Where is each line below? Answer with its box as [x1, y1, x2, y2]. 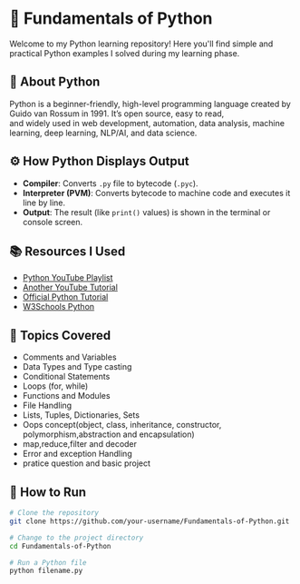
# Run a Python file [9, 558, 88, 567]
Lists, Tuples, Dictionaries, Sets [22, 410, 140, 421]
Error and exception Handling [22, 449, 133, 460]
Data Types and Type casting [22, 361, 132, 372]
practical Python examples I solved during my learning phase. [9, 47, 240, 58]
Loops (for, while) [22, 381, 89, 391]
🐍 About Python [9, 74, 101, 90]
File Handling [22, 400, 73, 411]
